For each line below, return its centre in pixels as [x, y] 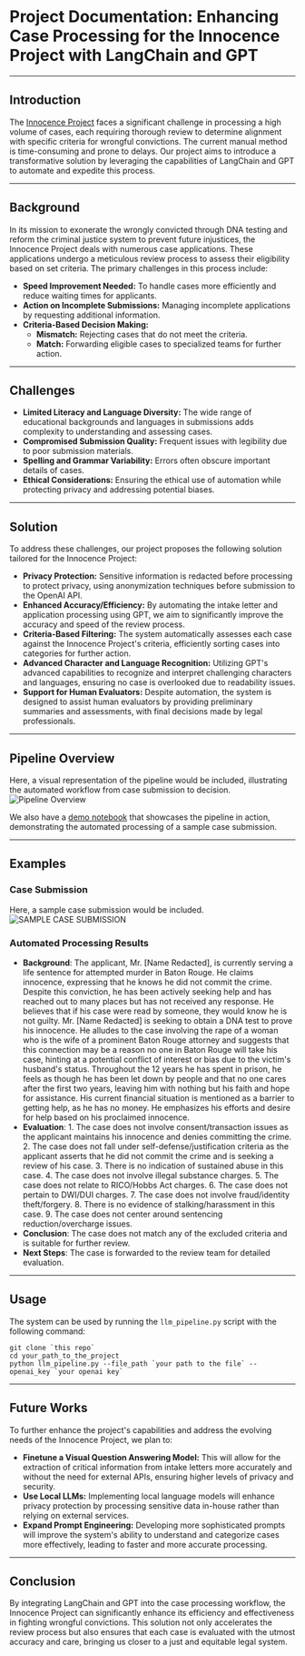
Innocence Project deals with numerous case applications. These [132, 248]
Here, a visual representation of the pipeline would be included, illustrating [148, 780]
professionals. [49, 722]
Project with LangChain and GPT [134, 56]
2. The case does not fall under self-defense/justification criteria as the [155, 1146]
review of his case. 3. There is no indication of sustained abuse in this [153, 1166]
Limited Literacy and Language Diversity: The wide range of [137, 412]
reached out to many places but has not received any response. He [148, 1001]
